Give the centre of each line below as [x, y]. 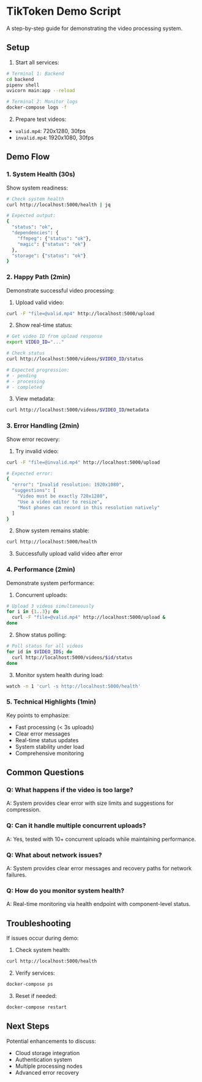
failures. [17, 875]
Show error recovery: [33, 439]
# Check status [26, 353]
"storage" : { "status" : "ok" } [49, 256]
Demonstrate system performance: [50, 583]
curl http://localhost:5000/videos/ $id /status [72, 658]
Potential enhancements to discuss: [51, 1041]
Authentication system [43, 1059]
